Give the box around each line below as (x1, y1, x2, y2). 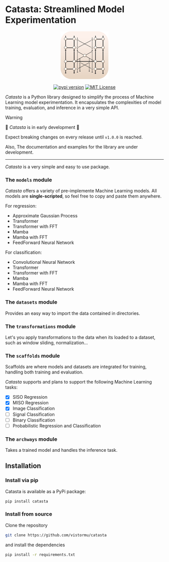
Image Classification (12, 405, 55, 411)
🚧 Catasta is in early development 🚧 (5, 124, 79, 130)
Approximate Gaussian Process (12, 213, 78, 219)
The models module (5, 176, 52, 183)
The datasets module (5, 299, 58, 306)
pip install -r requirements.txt (5, 552, 75, 557)
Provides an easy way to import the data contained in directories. (5, 310, 140, 316)
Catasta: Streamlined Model (5, 4, 125, 15)
